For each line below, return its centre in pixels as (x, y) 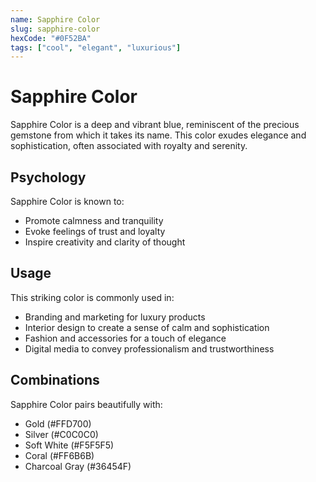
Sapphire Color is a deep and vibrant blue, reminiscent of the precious (155, 125)
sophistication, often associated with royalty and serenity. (129, 146)
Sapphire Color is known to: (67, 201)
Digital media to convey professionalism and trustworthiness (149, 348)
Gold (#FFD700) (58, 423)
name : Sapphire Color (55, 19)
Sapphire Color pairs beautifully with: (86, 404)
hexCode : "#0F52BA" (51, 38)
